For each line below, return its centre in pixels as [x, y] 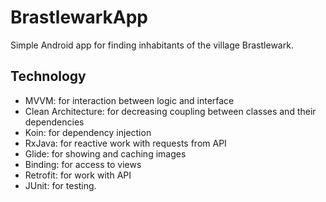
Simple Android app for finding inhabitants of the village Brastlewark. [152, 45]
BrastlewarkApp [79, 17]
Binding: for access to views [83, 164]
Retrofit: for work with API [78, 175]
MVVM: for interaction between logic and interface [129, 100]
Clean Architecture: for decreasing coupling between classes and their [170, 111]
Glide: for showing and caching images [105, 153]
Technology [48, 76]
